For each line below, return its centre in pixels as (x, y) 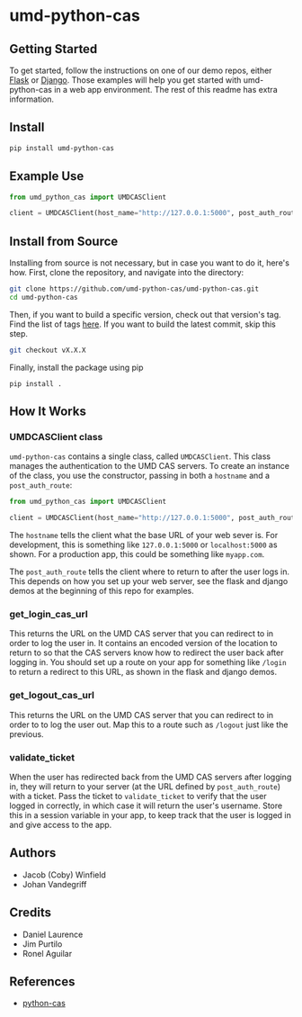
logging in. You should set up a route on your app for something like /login (148, 662)
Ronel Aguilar (47, 953)
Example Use (47, 176)
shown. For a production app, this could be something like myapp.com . (137, 554)
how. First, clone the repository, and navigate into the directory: (127, 273)
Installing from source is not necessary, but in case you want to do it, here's (150, 263)
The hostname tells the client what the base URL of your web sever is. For (144, 535)
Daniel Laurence (53, 934)
